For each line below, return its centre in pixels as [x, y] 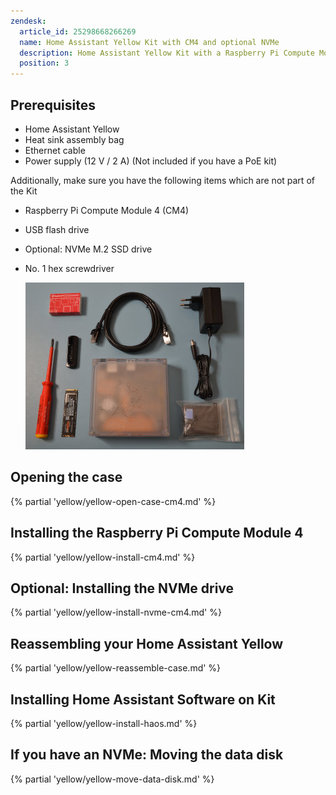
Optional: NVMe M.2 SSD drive [88, 249]
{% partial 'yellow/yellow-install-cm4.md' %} [103, 557]
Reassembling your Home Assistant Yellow [147, 643]
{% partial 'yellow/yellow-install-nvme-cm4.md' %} [116, 612]
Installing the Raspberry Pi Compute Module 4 [157, 533]
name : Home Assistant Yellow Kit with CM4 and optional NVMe [149, 42]
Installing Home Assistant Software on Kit [143, 699]
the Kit [24, 191]
